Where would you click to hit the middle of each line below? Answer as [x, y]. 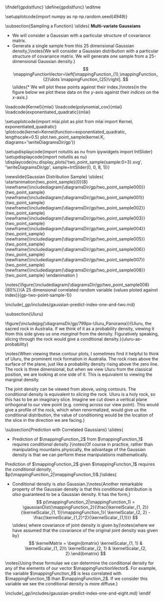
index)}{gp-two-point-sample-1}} [39, 295]
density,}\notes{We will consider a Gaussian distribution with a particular [85, 51]
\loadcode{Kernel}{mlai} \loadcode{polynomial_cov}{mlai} [64, 107]
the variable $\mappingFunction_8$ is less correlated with [63, 573]
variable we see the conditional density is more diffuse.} [61, 584]
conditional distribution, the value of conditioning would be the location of [79, 415]
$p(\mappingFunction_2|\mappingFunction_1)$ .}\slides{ [61, 475]
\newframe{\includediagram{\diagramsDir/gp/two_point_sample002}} [75, 208]
